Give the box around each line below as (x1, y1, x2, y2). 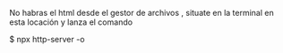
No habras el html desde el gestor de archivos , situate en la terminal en (9, 8, 275, 18)
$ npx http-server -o (9, 34, 85, 44)
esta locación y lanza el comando (9, 17, 133, 27)
